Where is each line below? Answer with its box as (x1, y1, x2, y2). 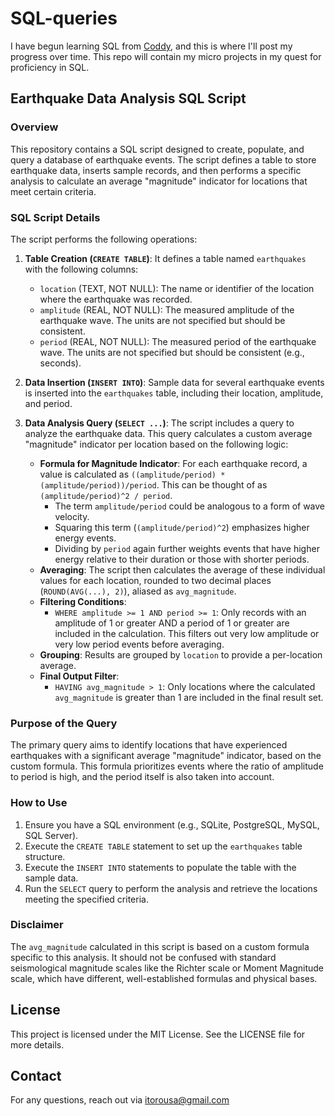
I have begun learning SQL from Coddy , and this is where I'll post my (10, 40, 293, 52)
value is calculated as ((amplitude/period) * (39, 468, 226, 480)
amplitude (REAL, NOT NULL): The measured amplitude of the (39, 303, 295, 316)
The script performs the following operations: (10, 233, 198, 245)
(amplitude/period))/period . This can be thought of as (39, 478, 268, 491)
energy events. (54, 532, 117, 544)
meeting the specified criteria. (24, 893, 149, 905)
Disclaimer (10, 918, 64, 932)
